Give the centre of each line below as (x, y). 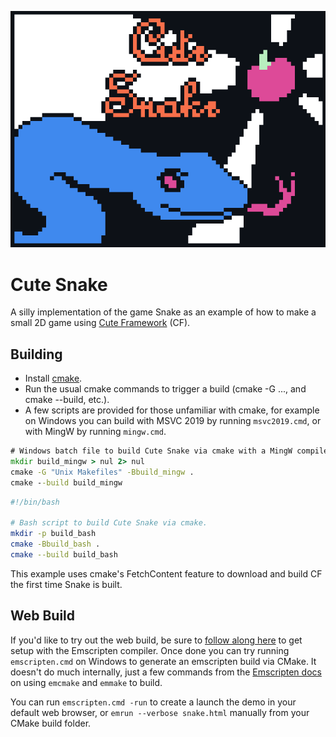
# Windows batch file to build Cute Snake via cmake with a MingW (151, 451)
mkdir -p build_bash (53, 534)
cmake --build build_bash (64, 555)
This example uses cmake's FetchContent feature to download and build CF (166, 573)
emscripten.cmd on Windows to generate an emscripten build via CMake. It (163, 661)
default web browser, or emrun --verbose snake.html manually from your (160, 712)
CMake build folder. (51, 723)
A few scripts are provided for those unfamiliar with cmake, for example (172, 410)
